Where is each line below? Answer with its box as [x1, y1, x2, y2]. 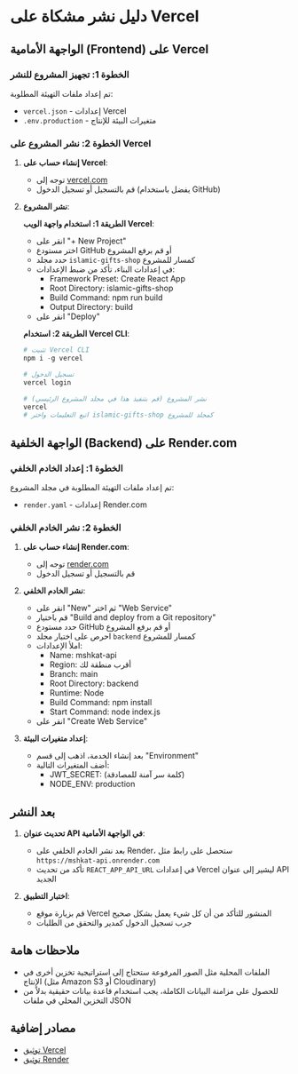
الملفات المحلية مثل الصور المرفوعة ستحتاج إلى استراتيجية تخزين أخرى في [22, 967, 271, 977]
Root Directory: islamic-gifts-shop [49, 282, 174, 294]
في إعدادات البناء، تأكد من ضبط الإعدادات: [35, 264, 176, 274]
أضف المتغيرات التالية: [35, 760, 110, 770]
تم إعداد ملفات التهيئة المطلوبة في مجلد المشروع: [10, 481, 175, 492]
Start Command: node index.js [49, 706, 161, 717]
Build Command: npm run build [49, 292, 163, 303]
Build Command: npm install [49, 697, 153, 708]
